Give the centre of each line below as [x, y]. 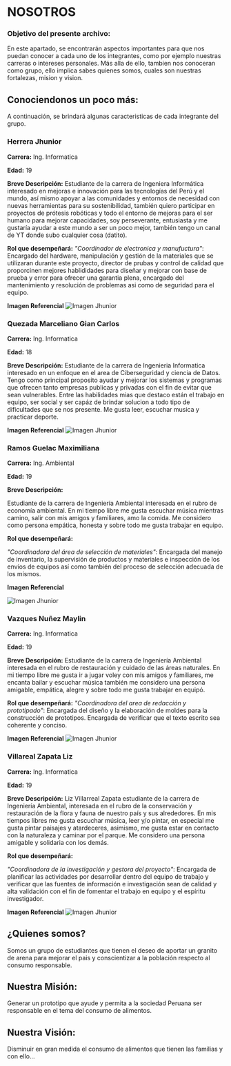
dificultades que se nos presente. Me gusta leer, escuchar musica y [103, 409]
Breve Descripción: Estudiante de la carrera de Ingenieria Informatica [106, 365]
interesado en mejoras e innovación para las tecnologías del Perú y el [106, 191]
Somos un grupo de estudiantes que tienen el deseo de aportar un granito [112, 950]
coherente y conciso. [37, 725]
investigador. [26, 898]
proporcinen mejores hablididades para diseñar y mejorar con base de [107, 270]
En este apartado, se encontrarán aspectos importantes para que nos [106, 48]
